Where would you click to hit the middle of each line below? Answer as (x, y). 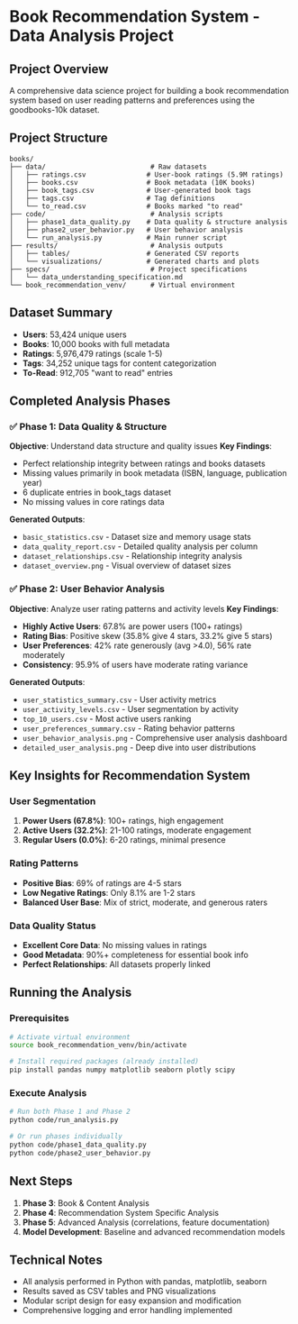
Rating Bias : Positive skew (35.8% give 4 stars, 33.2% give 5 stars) (147, 635)
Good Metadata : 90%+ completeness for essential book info (135, 954)
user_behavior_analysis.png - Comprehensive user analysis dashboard (155, 737)
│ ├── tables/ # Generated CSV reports (125, 253)
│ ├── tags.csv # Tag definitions (113, 198)
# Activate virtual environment (70, 1037)
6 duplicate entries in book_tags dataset (96, 492)
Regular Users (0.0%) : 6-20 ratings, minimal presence (124, 840)
